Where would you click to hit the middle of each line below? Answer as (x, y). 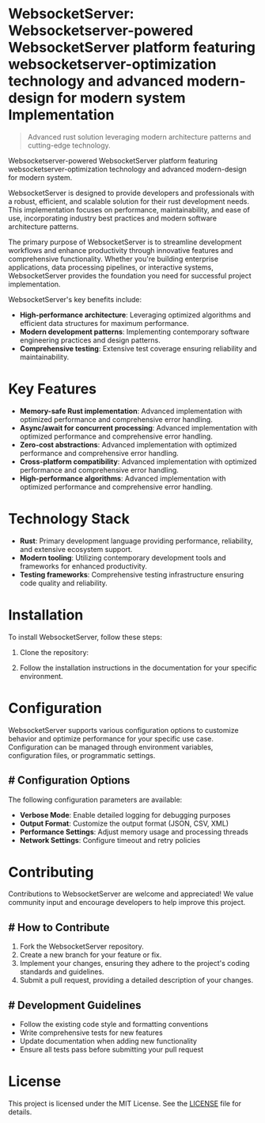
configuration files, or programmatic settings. (82, 755)
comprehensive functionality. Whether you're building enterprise (114, 259)
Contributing (51, 872)
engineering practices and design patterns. (90, 340)
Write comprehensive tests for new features (91, 1033)
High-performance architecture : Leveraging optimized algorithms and (135, 315)
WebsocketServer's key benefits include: (75, 299)
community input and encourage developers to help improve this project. (127, 903)
